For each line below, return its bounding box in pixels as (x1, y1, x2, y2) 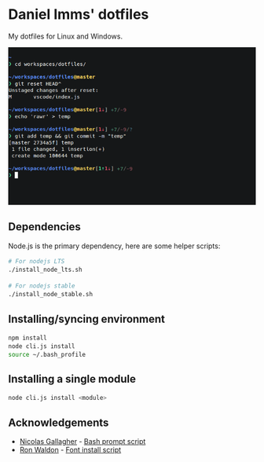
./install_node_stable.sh (8, 291, 93, 299)
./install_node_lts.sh (8, 266, 82, 273)
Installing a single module (8, 372, 136, 386)
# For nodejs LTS (8, 257, 65, 265)
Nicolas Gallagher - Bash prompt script (19, 437, 146, 446)
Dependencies (8, 220, 81, 233)
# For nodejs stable (8, 282, 76, 290)
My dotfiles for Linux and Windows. (8, 31, 123, 41)
